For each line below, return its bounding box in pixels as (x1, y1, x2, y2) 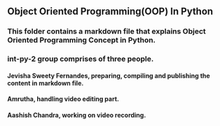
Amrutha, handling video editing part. (7, 94, 119, 104)
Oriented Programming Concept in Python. (7, 35, 156, 45)
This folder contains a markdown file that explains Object (7, 27, 207, 36)
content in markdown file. (7, 78, 84, 87)
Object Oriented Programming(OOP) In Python (7, 6, 214, 17)
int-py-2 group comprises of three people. (7, 54, 154, 64)
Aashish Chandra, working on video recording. (7, 111, 146, 120)
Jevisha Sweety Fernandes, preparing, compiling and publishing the (7, 71, 210, 80)
